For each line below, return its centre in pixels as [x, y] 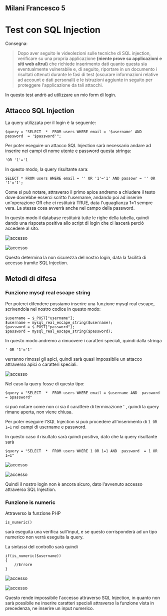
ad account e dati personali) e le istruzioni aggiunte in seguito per [85, 80]
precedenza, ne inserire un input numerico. [49, 608]
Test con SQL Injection [53, 30]
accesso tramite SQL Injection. [37, 263]
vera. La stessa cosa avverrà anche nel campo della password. [70, 208]
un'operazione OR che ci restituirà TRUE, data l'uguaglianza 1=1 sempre [79, 203]
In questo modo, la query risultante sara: [47, 169]
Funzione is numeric [30, 502]
